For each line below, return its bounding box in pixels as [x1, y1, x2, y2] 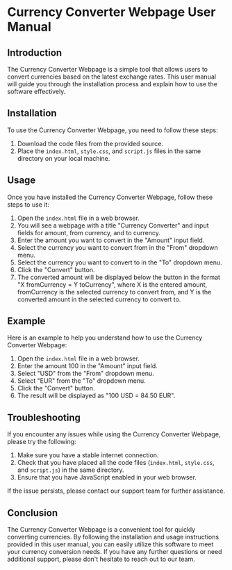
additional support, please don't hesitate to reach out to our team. [7, 555, 196, 564]
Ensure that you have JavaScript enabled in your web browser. [17, 473, 197, 482]
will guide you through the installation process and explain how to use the [7, 80, 217, 88]
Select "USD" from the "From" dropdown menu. [17, 370, 154, 378]
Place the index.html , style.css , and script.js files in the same [17, 147, 201, 155]
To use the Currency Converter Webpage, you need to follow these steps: [7, 126, 218, 134]
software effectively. [7, 88, 66, 95]
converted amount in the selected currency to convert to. [17, 295, 181, 303]
